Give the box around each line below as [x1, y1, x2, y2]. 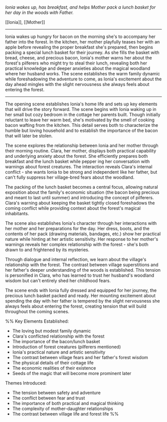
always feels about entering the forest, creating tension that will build [5, 303, 147, 309]
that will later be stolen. [5, 133, 53, 139]
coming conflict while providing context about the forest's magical [5, 205, 141, 211]
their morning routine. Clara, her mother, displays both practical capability [5, 148, 157, 154]
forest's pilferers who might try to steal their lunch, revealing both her [5, 60, 148, 66]
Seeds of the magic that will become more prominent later [12, 371, 132, 376]
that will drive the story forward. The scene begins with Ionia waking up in [5, 106, 157, 112]
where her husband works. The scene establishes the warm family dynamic [5, 71, 161, 76]
